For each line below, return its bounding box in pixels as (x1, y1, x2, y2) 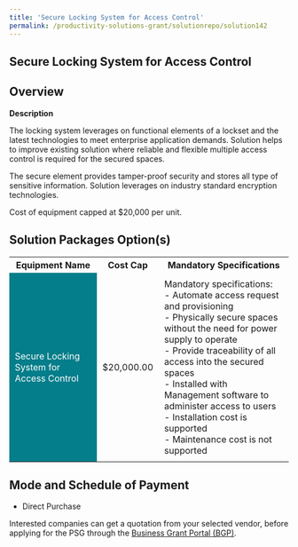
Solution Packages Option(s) (9, 233, 171, 248)
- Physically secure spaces (163, 311, 278, 323)
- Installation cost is (163, 410, 247, 423)
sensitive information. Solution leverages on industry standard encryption (9, 179, 278, 191)
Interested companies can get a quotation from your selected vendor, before (9, 519, 289, 529)
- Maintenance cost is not (163, 432, 272, 445)
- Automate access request (163, 289, 279, 301)
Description (9, 107, 54, 118)
